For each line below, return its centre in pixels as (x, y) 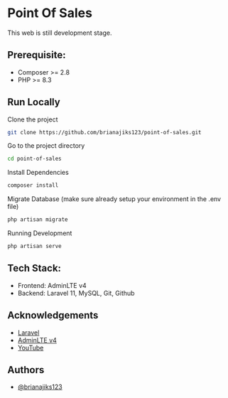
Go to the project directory (46, 146)
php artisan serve (34, 247)
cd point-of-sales (34, 159)
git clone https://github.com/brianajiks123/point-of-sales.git (104, 132)
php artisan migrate (38, 220)
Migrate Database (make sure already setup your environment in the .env (114, 199)
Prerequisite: (37, 55)
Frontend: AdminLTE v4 (52, 285)
